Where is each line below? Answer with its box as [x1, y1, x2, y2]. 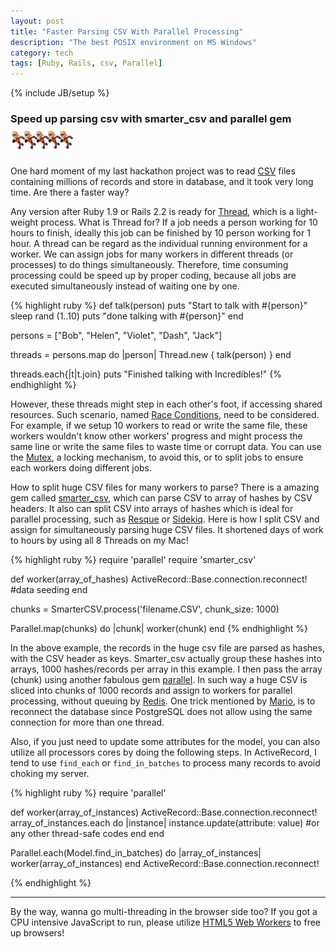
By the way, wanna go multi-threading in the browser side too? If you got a [10, 905, 318, 917]
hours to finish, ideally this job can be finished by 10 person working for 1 [10, 226, 311, 239]
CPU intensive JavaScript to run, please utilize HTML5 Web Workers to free [10, 916, 321, 928]
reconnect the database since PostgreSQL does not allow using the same [10, 705, 313, 717]
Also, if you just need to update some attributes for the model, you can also [10, 735, 321, 747]
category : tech [10, 48, 74, 58]
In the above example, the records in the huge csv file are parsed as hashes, [10, 641, 325, 654]
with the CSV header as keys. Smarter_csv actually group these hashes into [10, 652, 322, 664]
